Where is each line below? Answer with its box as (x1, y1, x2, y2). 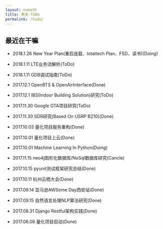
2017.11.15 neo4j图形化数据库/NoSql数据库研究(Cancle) (12, 155, 125, 161)
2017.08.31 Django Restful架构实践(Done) (12, 208, 97, 214)
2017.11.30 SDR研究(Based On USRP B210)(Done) (12, 113, 114, 119)
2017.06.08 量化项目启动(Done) (12, 218, 77, 225)
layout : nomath (5, 7, 37, 12)
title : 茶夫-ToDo (5, 12, 40, 17)
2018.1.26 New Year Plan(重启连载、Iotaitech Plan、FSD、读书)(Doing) (12, 50, 158, 56)
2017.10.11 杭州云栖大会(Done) (12, 176, 74, 182)
